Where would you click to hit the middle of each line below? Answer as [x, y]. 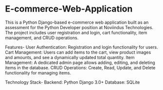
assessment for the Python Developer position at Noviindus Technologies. [79, 27]
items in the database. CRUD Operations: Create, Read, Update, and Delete [80, 67]
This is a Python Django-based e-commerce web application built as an [77, 22]
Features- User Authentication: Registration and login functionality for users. [81, 47]
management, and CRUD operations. [42, 38]
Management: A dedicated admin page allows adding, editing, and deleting [80, 62]
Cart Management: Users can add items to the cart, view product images [78, 52]
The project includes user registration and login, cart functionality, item [76, 32]
